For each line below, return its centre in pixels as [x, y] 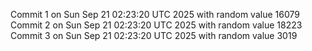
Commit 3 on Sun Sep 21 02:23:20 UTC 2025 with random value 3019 [154, 35]
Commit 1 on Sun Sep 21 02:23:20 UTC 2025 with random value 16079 [155, 14]
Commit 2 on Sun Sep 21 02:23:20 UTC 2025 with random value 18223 [156, 25]
